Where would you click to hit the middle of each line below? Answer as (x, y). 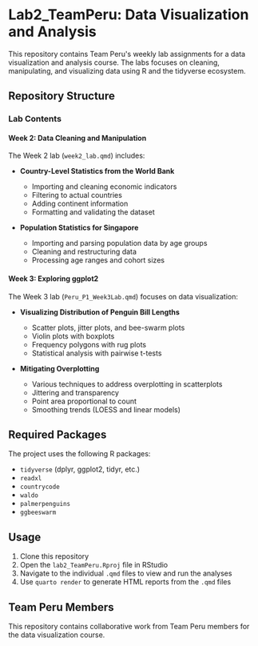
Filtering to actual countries (77, 195)
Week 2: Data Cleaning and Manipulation (77, 138)
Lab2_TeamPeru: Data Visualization (129, 15)
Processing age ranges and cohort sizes (98, 260)
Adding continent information (80, 204)
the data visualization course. (57, 635)
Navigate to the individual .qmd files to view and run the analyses (126, 573)
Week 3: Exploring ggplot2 (54, 279)
